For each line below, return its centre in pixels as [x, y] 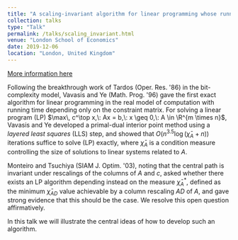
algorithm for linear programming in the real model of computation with [111, 102]
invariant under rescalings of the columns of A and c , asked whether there [116, 173]
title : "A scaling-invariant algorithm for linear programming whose [112, 14]
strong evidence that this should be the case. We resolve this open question [118, 200]
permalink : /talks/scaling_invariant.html [71, 34]
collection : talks [34, 21]
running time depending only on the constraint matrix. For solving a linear [114, 110]
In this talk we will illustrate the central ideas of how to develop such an [111, 222]
